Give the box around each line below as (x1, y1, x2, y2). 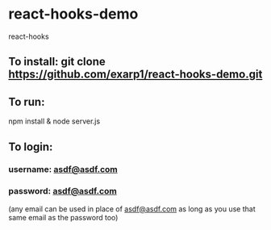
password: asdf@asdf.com (8, 186, 117, 197)
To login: (8, 140, 53, 153)
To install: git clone (8, 55, 106, 69)
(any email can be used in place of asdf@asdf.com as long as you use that (8, 203, 256, 214)
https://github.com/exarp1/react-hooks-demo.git (8, 68, 263, 82)
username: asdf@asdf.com (8, 164, 119, 175)
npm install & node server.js (8, 116, 101, 126)
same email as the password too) (8, 212, 119, 222)
